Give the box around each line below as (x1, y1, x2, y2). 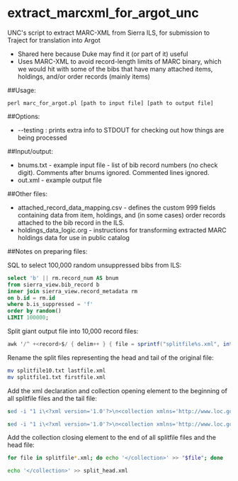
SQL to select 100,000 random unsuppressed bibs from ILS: (7, 261, 182, 269)
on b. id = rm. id (7, 294, 55, 302)
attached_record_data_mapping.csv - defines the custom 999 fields (17, 203, 216, 212)
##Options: (7, 112, 40, 120)
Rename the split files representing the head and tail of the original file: (7, 353, 214, 362)
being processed (17, 133, 67, 142)
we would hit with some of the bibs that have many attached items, (17, 64, 213, 73)
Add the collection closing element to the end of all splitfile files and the (7, 434, 216, 442)
